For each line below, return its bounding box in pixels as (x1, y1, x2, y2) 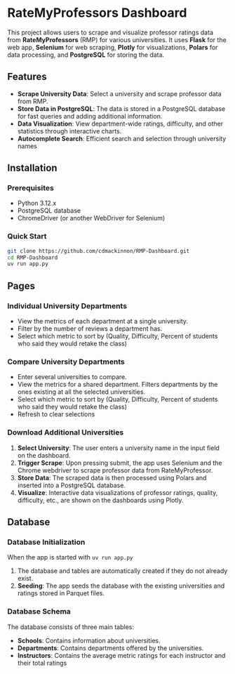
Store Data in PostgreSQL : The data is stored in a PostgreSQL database (17, 104, 226, 113)
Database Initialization (7, 537, 86, 547)
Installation (7, 162, 58, 174)
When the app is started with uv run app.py (7, 553, 133, 562)
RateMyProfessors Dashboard (7, 5, 187, 21)
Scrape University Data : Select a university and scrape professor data (17, 89, 222, 98)
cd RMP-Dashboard (7, 254, 58, 261)
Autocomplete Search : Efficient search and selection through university (17, 134, 227, 143)
